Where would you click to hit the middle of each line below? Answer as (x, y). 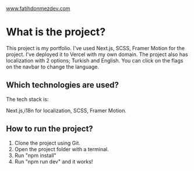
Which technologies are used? (63, 85)
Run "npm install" (35, 155)
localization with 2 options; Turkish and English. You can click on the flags (95, 60)
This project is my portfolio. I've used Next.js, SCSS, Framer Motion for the (96, 48)
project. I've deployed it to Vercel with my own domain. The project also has (97, 54)
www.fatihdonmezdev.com (38, 8)
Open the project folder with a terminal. (61, 149)
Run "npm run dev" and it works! (54, 161)
